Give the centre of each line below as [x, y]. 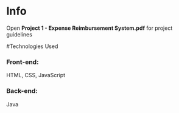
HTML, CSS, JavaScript [36, 75]
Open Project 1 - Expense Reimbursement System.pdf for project [89, 28]
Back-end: [22, 91]
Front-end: [23, 62]
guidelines [19, 34]
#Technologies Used [32, 46]
